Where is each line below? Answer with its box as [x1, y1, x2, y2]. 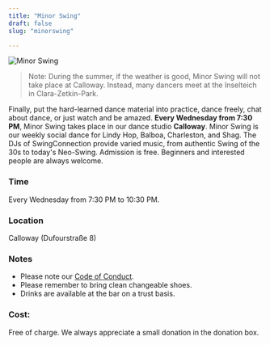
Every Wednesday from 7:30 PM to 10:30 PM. [8, 195, 160, 204]
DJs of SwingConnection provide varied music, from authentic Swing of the [8, 139, 260, 149]
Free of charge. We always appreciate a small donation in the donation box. [8, 327, 259, 337]
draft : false [8, 19, 53, 27]
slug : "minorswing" [8, 27, 74, 35]
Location [8, 215, 44, 226]
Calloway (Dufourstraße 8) [8, 233, 97, 242]
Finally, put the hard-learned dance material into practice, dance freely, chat [8, 104, 262, 114]
